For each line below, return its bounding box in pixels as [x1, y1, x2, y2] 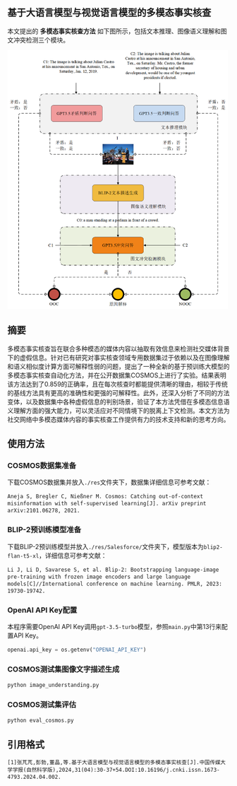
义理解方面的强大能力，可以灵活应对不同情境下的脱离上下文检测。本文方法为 [7, 406, 230, 415]
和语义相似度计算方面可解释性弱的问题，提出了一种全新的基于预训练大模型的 [7, 362, 230, 370]
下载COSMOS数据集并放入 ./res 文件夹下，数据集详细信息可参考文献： [7, 478, 212, 486]
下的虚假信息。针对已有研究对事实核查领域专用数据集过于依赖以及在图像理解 [7, 353, 230, 362]
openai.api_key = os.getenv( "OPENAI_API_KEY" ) [7, 646, 147, 654]
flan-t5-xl [7, 552, 39, 560]
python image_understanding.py [7, 681, 99, 689]
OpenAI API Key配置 [7, 605, 78, 615]
